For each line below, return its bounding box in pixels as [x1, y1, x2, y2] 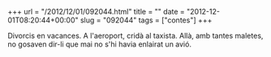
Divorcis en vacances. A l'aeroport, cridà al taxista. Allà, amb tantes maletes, [7, 31, 264, 40]
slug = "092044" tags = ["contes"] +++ [80, 15, 213, 25]
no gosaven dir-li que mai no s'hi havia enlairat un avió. [7, 39, 192, 49]
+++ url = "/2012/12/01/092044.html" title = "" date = [7, 7, 186, 16]
